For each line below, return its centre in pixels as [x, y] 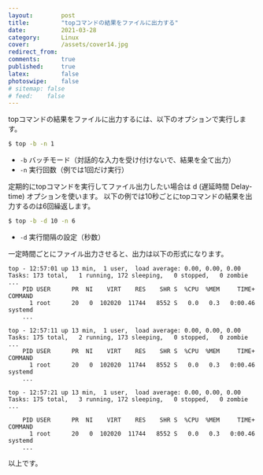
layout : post [42, 15]
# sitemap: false [37, 88]
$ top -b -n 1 [31, 144]
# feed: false [37, 96]
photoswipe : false [44, 81]
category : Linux [44, 37]
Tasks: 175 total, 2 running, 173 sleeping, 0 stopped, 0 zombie [128, 337]
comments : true [42, 60]
